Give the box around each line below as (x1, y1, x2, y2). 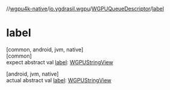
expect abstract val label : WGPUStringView (6, 58, 114, 65)
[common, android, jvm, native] (6, 46, 83, 53)
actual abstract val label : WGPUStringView (6, 76, 112, 83)
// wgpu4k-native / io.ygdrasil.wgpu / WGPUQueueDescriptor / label (6, 5, 164, 12)
